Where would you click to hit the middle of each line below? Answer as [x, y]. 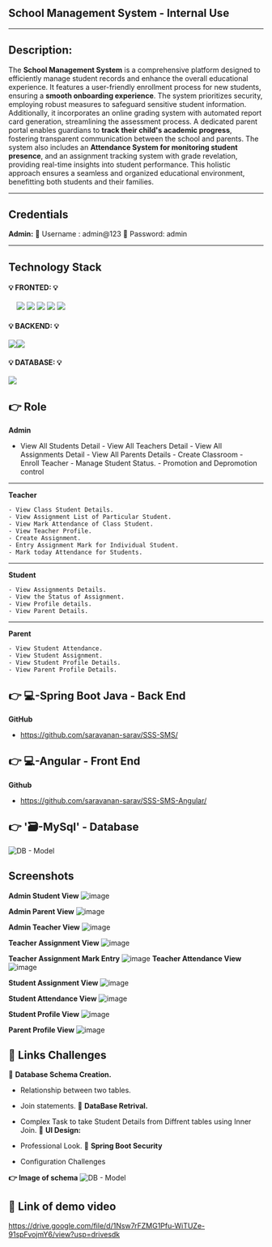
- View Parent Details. [49, 611]
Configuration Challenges [63, 1162]
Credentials [38, 215]
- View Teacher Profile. [50, 531]
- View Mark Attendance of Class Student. [81, 524]
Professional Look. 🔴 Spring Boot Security [91, 1146]
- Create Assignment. [45, 538]
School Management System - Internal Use [119, 13]
